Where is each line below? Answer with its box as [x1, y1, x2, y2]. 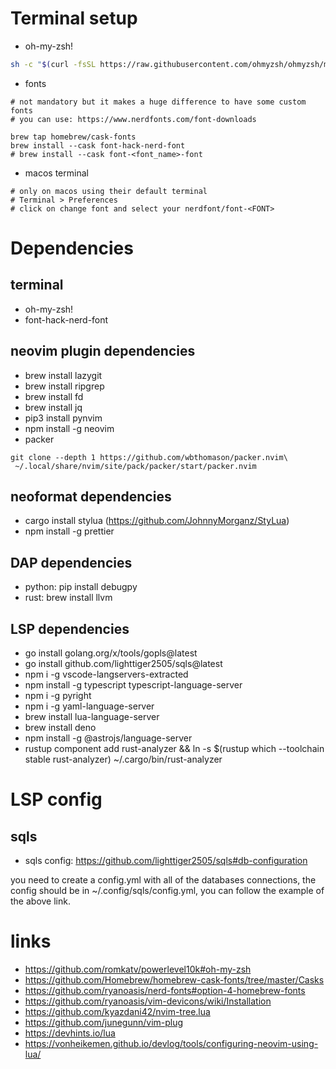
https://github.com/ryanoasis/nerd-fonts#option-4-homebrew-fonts [24, 985, 306, 996]
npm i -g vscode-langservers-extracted [24, 668, 189, 681]
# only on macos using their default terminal [10, 186, 208, 196]
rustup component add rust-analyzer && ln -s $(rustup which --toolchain [24, 743, 325, 755]
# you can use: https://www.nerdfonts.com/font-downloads [10, 114, 257, 124]
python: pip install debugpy [24, 581, 138, 593]
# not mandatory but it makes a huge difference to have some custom [10, 97, 307, 107]
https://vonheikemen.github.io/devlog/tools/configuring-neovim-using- [24, 1038, 319, 1049]
